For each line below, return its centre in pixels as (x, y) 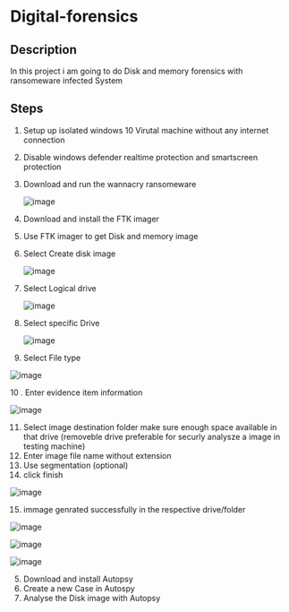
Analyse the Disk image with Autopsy (92, 598)
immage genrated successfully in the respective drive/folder (134, 509)
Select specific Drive (61, 323)
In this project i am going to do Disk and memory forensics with (127, 71)
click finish (43, 474)
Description (43, 50)
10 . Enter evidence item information (76, 392)
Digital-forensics (74, 17)
